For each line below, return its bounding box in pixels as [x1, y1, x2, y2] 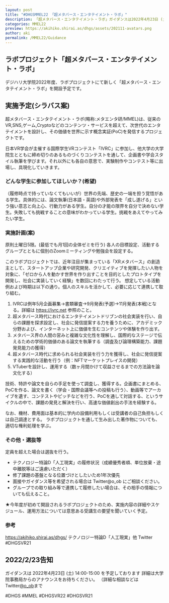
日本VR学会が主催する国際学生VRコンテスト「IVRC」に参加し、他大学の [5, 145, 155, 151]
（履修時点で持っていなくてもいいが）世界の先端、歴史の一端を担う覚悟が [5, 190, 159, 196]
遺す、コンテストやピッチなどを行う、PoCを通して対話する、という [18, 393, 159, 399]
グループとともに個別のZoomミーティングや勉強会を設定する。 [5, 248, 136, 254]
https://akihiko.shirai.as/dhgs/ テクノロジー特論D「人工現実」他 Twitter [5, 534, 153, 540]
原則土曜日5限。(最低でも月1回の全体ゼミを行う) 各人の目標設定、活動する [5, 242, 160, 248]
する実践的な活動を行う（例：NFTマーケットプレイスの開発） [12, 358, 141, 364]
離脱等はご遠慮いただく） [17, 466, 70, 472]
